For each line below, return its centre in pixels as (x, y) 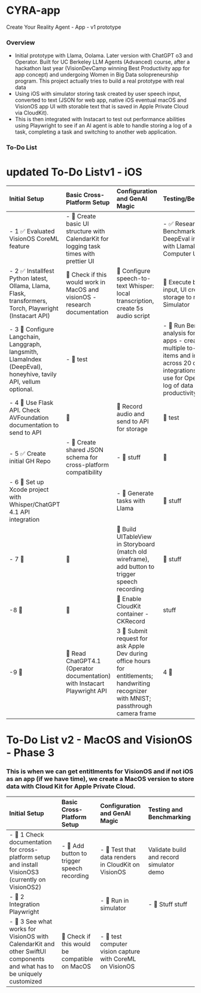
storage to (177, 297)
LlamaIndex (25, 359)
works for (23, 929)
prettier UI (80, 261)
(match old (132, 552)
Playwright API (86, 691)
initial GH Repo (30, 461)
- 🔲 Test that (118, 849)
